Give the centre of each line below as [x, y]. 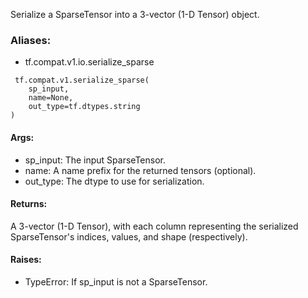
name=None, [51, 98]
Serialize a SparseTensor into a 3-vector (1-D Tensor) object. [135, 14]
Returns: [29, 204]
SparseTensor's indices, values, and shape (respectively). [129, 236]
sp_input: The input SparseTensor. [95, 160]
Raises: [26, 260]
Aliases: [31, 40]
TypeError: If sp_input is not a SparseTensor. [116, 281]
